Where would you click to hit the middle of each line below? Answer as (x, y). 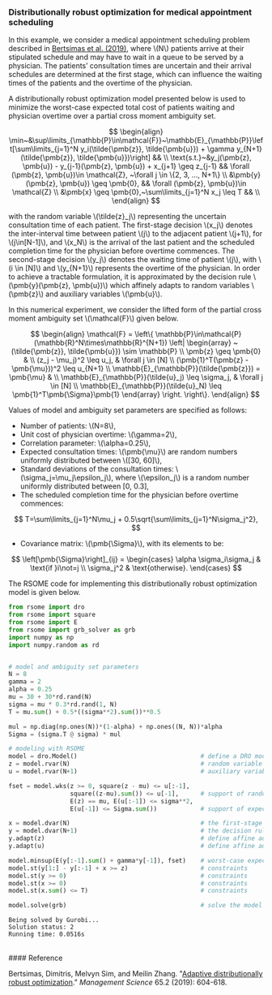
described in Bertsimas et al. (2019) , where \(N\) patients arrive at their (126, 49)
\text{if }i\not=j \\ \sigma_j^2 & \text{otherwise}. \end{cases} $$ (136, 568)
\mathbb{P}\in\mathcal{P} (198, 334)
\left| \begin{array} (200, 342)
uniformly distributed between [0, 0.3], (85, 486)
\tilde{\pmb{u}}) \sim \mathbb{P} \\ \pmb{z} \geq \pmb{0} (164, 351)
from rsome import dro (47, 607)
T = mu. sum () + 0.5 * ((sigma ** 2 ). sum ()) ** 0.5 (85, 712)
